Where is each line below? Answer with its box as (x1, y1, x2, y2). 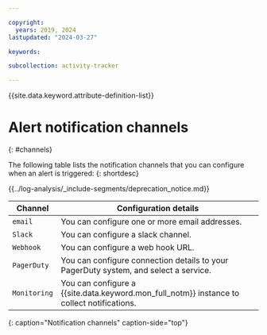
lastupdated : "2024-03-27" (8, 33, 98, 41)
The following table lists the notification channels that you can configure (8, 160, 245, 170)
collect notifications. (60, 298, 137, 309)
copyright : (8, 18, 44, 26)
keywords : (8, 48, 41, 56)
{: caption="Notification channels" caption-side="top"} (8, 318, 188, 328)
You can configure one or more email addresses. (60, 216, 242, 227)
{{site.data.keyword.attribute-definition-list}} (8, 90, 155, 100)
